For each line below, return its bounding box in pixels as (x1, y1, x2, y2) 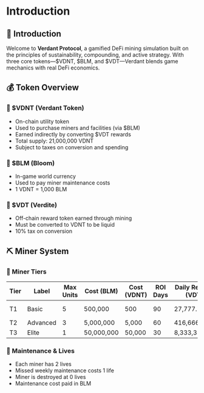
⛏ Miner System (6, 246, 69, 257)
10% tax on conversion (15, 227, 73, 235)
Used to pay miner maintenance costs (15, 179, 110, 186)
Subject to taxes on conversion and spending (15, 143, 129, 150)
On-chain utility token (15, 118, 70, 125)
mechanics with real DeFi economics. (6, 64, 100, 71)
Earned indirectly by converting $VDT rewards (15, 130, 132, 138)
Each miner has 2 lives (15, 361, 72, 368)
